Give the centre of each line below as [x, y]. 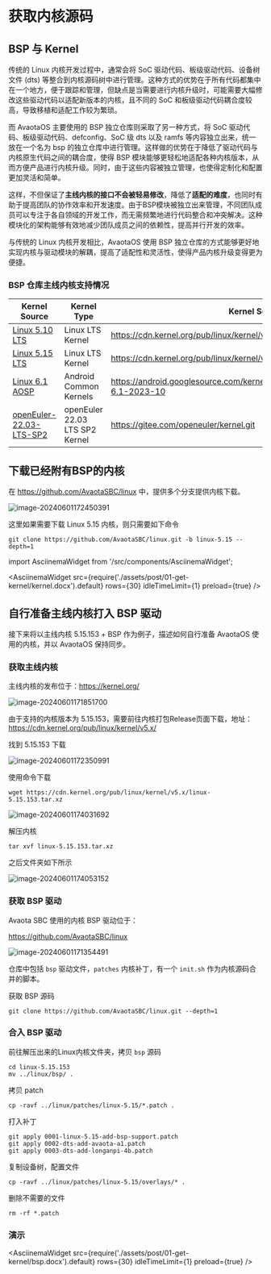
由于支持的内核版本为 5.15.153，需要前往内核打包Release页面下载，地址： [130, 719]
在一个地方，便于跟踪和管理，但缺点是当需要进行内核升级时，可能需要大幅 [132, 90]
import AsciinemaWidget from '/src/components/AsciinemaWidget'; [121, 562]
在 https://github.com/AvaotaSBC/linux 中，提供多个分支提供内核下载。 [127, 492]
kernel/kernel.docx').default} [56, 586]
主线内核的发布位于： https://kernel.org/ [74, 686]
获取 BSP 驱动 [35, 901]
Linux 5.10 [33, 330]
